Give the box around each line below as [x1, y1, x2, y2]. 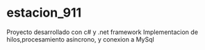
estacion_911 [6, 5, 82, 21]
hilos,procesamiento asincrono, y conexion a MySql [6, 35, 154, 43]
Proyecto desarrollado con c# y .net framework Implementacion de [6, 28, 199, 36]
